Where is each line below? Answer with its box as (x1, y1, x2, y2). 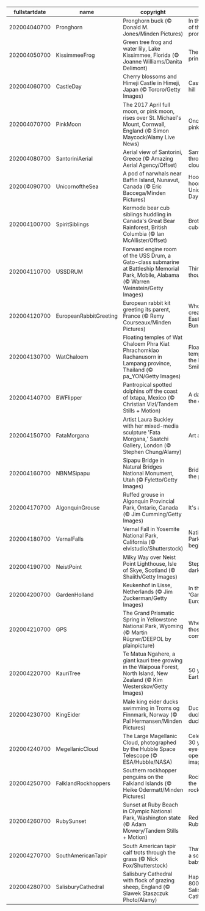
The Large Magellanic (123, 732, 178, 739)
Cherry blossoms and (123, 73, 177, 80)
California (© (123, 538, 156, 546)
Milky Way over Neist (123, 554, 176, 561)
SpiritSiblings (56, 221, 90, 228)
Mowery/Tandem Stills (123, 827, 179, 835)
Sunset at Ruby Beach (123, 801, 179, 808)
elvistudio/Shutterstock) (123, 545, 184, 552)
